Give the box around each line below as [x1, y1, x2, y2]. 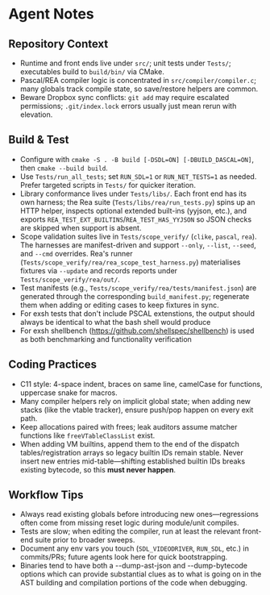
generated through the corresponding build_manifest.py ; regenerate [19, 291, 250, 301]
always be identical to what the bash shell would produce [19, 317, 211, 327]
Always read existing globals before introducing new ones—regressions [19, 510, 260, 519]
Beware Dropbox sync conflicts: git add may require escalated [19, 93, 230, 102]
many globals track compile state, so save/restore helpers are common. [19, 84, 259, 94]
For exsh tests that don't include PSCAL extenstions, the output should [19, 308, 255, 318]
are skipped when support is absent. [19, 223, 142, 232]
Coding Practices [8, 358, 98, 372]
